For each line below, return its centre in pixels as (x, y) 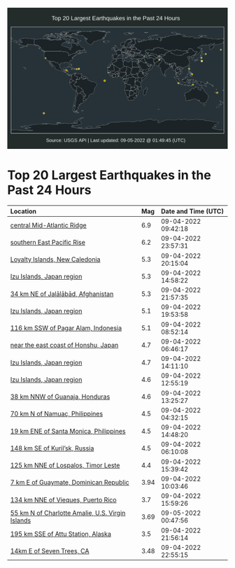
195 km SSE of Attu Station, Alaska (61, 534)
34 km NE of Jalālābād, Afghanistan (62, 294)
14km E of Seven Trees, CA (50, 551)
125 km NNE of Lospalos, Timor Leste (65, 465)
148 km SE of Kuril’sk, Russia (52, 448)
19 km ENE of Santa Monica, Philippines (68, 431)
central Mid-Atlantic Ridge (48, 225)
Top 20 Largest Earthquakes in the (109, 175)
